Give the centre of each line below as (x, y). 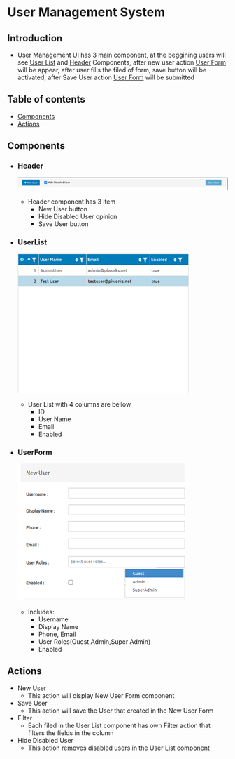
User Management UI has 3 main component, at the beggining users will (121, 55)
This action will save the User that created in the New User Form (121, 711)
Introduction (35, 38)
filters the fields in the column (71, 733)
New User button (63, 209)
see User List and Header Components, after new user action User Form (121, 62)
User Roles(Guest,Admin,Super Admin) (94, 642)
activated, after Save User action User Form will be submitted (106, 77)
